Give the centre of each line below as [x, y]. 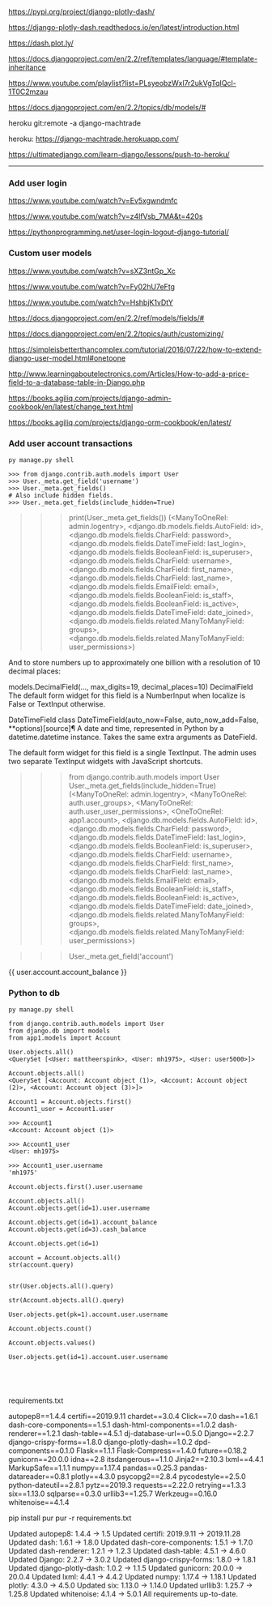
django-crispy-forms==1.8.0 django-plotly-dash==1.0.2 [100, 1442]
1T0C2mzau [28, 92]
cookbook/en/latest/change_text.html [71, 406]
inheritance [27, 67]
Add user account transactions [71, 443]
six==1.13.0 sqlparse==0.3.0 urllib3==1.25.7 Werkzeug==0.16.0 [113, 1494]
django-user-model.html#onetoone [67, 358]
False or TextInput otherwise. [57, 703]
